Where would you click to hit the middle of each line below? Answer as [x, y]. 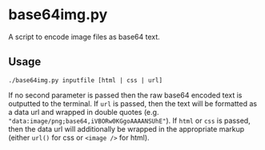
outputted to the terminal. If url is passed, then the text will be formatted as [133, 103]
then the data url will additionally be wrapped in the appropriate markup [126, 128]
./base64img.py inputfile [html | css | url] [85, 80]
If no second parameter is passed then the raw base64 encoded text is [125, 95]
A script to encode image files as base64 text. [84, 37]
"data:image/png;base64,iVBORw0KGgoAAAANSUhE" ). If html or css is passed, [129, 120]
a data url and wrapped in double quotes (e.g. [84, 112]
